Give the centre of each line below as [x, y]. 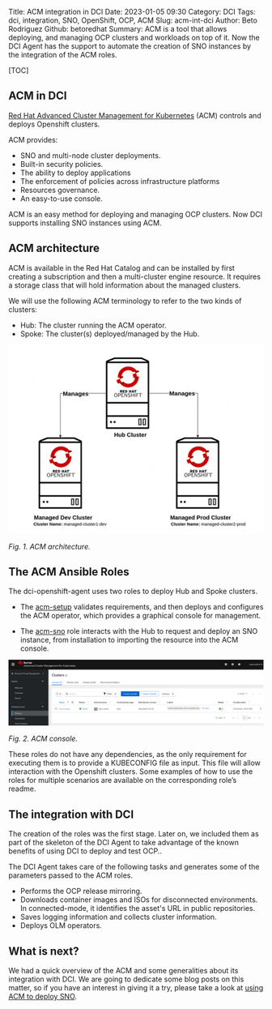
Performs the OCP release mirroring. [81, 891]
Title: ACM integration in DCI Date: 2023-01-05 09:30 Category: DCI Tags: [132, 12]
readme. [22, 789]
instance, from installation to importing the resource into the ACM [129, 640]
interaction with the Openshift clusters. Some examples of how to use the [131, 772]
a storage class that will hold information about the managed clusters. [125, 285]
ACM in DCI [38, 96]
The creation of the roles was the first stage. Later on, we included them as [134, 834]
